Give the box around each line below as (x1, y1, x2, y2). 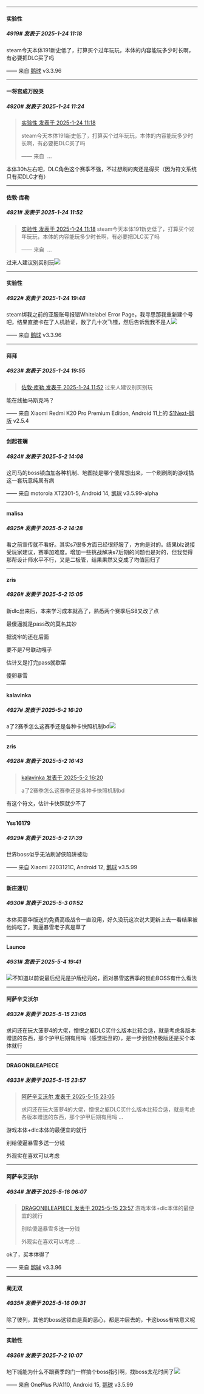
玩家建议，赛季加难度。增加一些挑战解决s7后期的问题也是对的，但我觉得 (11, 548, 193, 556)
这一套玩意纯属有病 (6, 477, 55, 484)
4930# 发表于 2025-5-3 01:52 (6, 900, 84, 907)
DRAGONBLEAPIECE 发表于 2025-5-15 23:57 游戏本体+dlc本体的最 (21, 1204, 189, 1212)
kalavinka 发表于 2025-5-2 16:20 (21, 774, 103, 781)
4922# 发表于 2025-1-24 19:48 (6, 294, 86, 301)
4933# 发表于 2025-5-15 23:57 (6, 1076, 86, 1084)
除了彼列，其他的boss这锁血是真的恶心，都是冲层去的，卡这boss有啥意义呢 (6, 1316, 195, 1323)
